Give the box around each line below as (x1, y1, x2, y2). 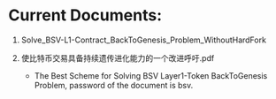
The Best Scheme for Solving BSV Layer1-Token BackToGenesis (34, 70, 268, 80)
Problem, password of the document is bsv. (34, 80, 194, 90)
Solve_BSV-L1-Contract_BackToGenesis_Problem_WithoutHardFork (20, 34, 267, 45)
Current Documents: (8, 5, 163, 26)
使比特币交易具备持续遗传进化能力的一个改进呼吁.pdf (20, 52, 215, 63)
